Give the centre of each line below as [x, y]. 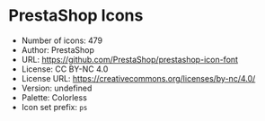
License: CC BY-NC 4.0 [65, 69]
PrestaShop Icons [76, 16]
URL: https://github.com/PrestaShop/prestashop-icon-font [130, 59]
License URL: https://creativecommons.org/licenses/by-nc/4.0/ [138, 78]
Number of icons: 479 [62, 40]
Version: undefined [57, 88]
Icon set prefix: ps [54, 107]
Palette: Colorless [54, 97]
